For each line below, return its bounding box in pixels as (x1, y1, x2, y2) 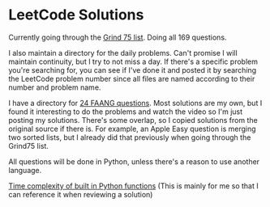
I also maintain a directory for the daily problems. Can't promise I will (8, 48, 238, 57)
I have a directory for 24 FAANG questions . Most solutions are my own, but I (8, 98, 263, 108)
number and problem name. (8, 82, 101, 92)
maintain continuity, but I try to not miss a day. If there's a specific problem (8, 57, 258, 66)
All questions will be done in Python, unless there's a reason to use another (8, 156, 260, 167)
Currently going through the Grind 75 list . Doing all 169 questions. (8, 32, 227, 42)
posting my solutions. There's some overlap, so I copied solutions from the (8, 115, 258, 125)
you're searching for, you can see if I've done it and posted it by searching (8, 65, 257, 74)
